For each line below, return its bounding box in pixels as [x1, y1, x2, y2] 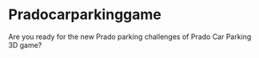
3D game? [8, 40, 42, 49]
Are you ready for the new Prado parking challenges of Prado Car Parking [8, 32, 252, 41]
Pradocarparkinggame [8, 6, 162, 24]
